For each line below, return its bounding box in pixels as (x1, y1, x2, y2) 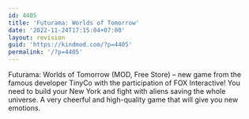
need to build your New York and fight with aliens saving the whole (8, 87, 226, 95)
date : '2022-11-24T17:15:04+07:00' (8, 26, 126, 34)
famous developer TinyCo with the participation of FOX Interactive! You (8, 78, 241, 87)
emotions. (8, 103, 41, 113)
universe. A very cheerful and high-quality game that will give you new (8, 95, 239, 104)
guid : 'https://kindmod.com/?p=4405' (8, 41, 133, 49)
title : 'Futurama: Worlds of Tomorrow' (8, 19, 140, 27)
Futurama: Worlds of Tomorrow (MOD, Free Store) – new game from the (8, 70, 242, 79)
